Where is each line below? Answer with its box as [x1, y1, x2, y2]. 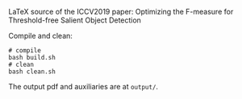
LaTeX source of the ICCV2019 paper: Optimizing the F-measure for [8, 7, 234, 16]
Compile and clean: [8, 31, 73, 40]
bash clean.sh [8, 68, 56, 76]
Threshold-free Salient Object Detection [8, 15, 141, 25]
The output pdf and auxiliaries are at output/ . [8, 82, 159, 91]
